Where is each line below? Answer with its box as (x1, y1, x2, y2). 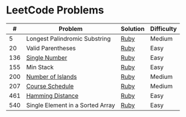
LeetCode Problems (6, 4, 104, 17)
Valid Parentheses (26, 44, 76, 52)
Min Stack (26, 63, 54, 71)
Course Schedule (26, 82, 74, 90)
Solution (120, 25, 145, 33)
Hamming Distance (26, 91, 79, 99)
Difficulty (150, 25, 177, 33)
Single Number (26, 53, 67, 61)
